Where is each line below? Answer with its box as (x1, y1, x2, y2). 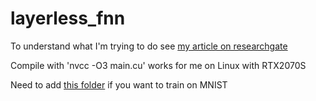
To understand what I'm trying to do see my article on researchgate (10, 40, 288, 52)
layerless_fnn (10, 7, 126, 30)
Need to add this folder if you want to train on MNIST (10, 78, 228, 91)
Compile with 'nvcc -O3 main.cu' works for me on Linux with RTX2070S (10, 59, 307, 71)
